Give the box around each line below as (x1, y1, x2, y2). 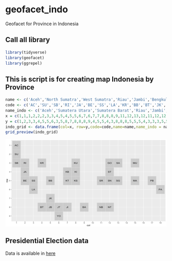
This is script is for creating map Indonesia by (5, 74, 154, 83)
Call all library (5, 35, 50, 44)
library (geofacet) (5, 55, 45, 60)
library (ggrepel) (5, 61, 42, 66)
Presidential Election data (5, 236, 89, 245)
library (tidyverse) (5, 50, 47, 55)
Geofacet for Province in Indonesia (5, 21, 79, 27)
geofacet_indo (5, 4, 68, 15)
